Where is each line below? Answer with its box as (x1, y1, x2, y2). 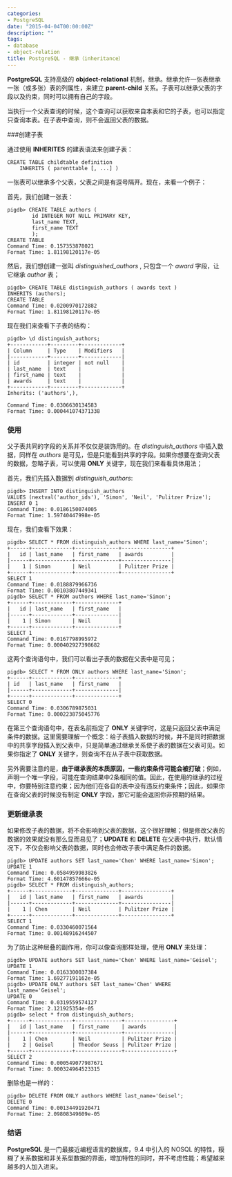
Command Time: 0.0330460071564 (7, 924, 97, 931)
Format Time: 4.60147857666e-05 (7, 875, 100, 882)
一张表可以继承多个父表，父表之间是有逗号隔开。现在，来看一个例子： (7, 178, 207, 186)
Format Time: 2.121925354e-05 (7, 1005, 95, 1012)
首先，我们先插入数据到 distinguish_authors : (7, 474, 133, 483)
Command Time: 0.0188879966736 (7, 582, 97, 588)
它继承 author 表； (7, 270, 60, 279)
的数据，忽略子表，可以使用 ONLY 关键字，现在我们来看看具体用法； (7, 459, 203, 467)
